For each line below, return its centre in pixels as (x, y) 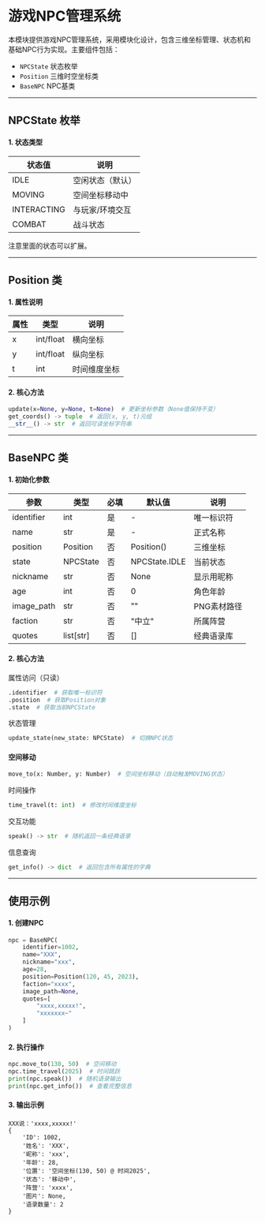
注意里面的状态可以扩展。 (50, 245)
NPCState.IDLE (159, 561)
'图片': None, (44, 1196)
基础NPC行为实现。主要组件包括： (64, 49)
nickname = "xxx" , (49, 962)
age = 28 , (35, 970)
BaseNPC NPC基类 (47, 86)
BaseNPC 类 (38, 458)
